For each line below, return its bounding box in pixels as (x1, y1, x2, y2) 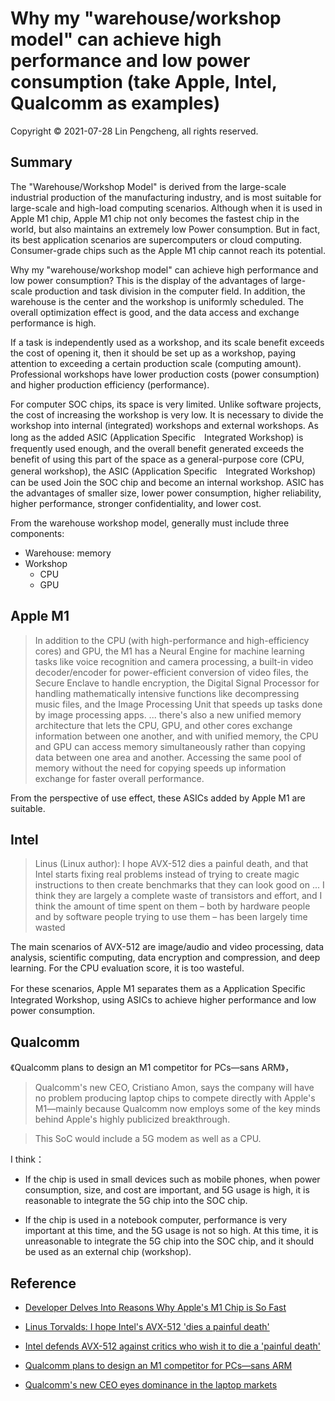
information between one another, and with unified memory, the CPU (34, 730, 319, 742)
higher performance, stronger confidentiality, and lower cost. (10, 497, 262, 509)
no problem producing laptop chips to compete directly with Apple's (34, 1092, 316, 1104)
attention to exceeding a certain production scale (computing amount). (10, 357, 302, 369)
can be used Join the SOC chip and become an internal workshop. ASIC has (10, 476, 325, 488)
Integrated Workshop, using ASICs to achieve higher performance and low (10, 994, 317, 1006)
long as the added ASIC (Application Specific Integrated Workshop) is (10, 431, 304, 443)
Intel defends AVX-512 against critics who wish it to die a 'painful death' (24, 1340, 321, 1352)
